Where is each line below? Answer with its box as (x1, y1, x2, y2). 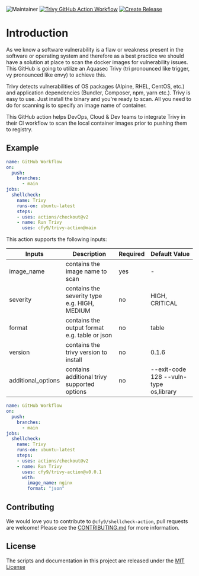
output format (65, 324, 104, 332)
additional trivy (65, 373, 107, 381)
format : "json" (27, 486, 65, 492)
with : (21, 474, 36, 480)
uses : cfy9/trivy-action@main (21, 225, 97, 231)
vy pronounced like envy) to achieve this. (6, 71, 107, 78)
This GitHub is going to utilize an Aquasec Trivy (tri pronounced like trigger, (6, 65, 190, 72)
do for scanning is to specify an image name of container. (6, 102, 147, 109)
